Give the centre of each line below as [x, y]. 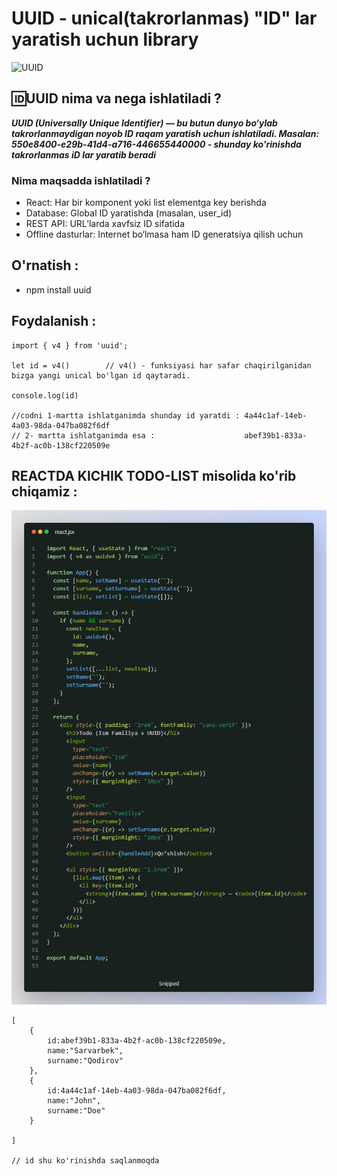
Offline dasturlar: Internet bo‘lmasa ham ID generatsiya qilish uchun [164, 234]
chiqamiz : [44, 492]
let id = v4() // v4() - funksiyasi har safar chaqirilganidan [161, 365]
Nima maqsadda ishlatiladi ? [81, 180]
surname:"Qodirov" [85, 1060]
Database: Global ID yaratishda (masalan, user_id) [129, 213]
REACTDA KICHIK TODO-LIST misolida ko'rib [154, 476]
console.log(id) [45, 395]
